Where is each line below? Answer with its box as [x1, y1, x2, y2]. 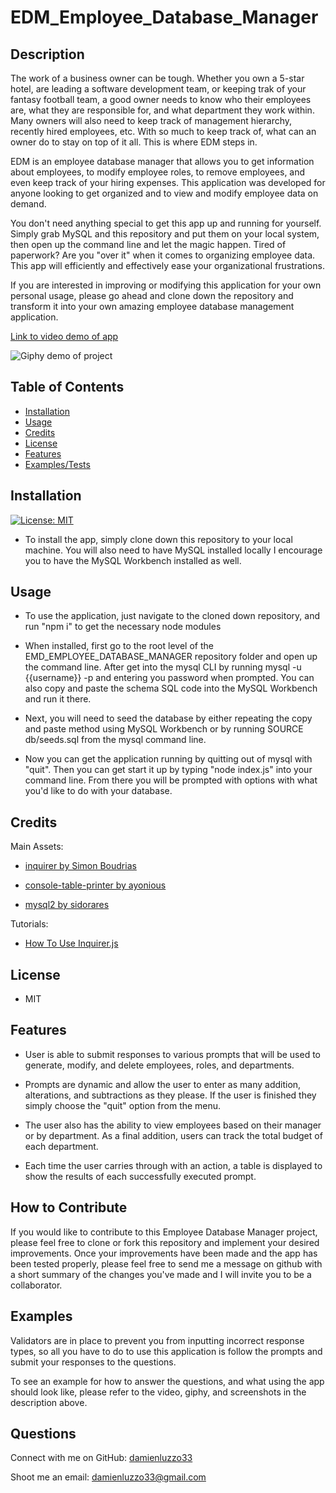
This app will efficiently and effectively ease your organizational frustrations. [10, 260, 325, 271]
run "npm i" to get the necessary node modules [24, 621, 222, 633]
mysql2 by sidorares [24, 899, 110, 911]
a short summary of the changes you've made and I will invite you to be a [10, 1268, 312, 1280]
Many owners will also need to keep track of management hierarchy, [10, 115, 293, 126]
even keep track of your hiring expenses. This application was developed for [10, 177, 326, 188]
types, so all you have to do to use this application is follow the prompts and [10, 1345, 323, 1357]
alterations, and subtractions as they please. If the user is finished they [24, 1089, 317, 1101]
